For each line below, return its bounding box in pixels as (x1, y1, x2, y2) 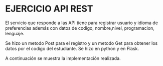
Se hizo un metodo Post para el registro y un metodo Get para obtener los (5, 40, 158, 46)
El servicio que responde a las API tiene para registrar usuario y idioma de (5, 20, 158, 26)
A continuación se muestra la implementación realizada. (5, 55, 121, 61)
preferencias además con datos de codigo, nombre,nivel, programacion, (5, 25, 154, 31)
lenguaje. (5, 30, 25, 36)
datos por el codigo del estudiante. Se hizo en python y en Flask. (5, 45, 139, 51)
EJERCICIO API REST (5, 3, 93, 15)
